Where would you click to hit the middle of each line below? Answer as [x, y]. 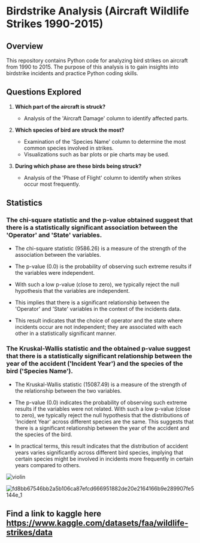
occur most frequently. [52, 184]
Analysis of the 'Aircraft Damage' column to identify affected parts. [106, 118]
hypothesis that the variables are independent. [72, 290]
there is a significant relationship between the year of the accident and [102, 428]
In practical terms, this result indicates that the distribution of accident [101, 446]
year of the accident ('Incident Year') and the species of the [95, 364]
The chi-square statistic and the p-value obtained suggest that [99, 220]
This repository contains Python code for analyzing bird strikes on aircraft [97, 60]
